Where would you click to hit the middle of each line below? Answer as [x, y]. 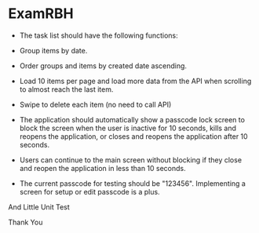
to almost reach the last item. [66, 89]
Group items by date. [53, 50]
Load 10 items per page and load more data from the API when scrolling [135, 81]
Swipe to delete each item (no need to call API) [95, 104]
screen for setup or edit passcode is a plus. [89, 191]
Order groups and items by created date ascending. [103, 66]
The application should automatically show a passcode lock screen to [132, 119]
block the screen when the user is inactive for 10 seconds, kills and [128, 128]
